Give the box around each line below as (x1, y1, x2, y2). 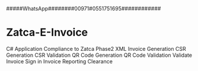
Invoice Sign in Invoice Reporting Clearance (6, 57, 113, 64)
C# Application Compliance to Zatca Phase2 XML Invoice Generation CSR (6, 45, 186, 52)
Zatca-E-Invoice (6, 26, 88, 39)
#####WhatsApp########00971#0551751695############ (6, 5, 161, 12)
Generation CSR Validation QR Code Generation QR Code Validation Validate (6, 51, 193, 59)
